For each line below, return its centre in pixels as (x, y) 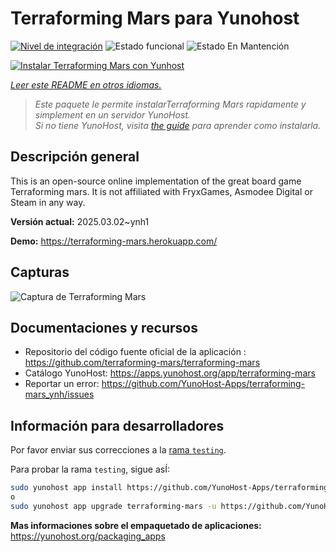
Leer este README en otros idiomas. (86, 84)
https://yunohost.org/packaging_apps (88, 536)
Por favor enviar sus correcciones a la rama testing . (118, 450)
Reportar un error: (62, 384)
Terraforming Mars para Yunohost (155, 18)
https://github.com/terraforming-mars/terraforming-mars (142, 363)
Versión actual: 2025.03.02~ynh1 (80, 221)
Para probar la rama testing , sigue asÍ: (90, 469)
